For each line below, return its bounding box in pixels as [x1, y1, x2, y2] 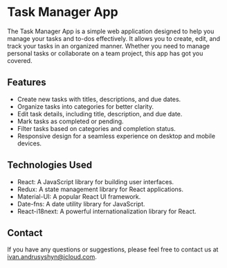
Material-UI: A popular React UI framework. [17, 192, 141, 201]
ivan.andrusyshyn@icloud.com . [7, 253, 97, 261]
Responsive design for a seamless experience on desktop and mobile [17, 132, 216, 140]
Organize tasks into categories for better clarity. [17, 102, 154, 111]
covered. [7, 56, 33, 64]
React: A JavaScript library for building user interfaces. [17, 177, 174, 186]
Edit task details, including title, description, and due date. [17, 109, 183, 118]
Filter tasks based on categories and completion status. [17, 124, 176, 132]
